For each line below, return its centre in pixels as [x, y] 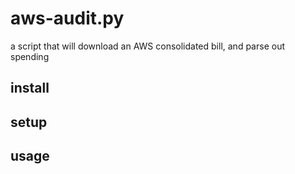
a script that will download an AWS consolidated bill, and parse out [147, 46]
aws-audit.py [67, 18]
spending [30, 56]
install [30, 88]
